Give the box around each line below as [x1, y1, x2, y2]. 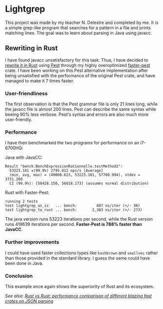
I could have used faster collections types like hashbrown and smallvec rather [5, 250, 158, 256]
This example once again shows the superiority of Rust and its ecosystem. [5, 283, 154, 289]
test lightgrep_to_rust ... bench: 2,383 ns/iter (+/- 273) [5, 207, 143, 213]
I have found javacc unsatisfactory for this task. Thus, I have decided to [5, 57, 148, 63]
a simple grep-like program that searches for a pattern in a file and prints [5, 24, 151, 30]
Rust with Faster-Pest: [5, 189, 50, 196]
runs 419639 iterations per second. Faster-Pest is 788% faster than [5, 221, 142, 227]
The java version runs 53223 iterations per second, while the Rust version [5, 216, 153, 222]
